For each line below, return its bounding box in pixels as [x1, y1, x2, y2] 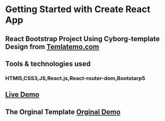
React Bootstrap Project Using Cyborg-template [5, 34, 160, 43]
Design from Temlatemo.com [5, 42, 100, 51]
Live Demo [5, 90, 40, 99]
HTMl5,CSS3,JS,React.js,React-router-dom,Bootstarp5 [5, 74, 146, 82]
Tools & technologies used [5, 59, 91, 68]
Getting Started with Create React [5, 4, 151, 15]
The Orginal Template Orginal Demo [5, 107, 121, 116]
